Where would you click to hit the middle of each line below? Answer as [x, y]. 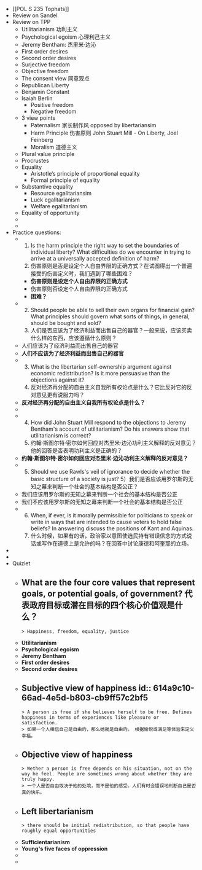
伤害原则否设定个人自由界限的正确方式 [79, 289]
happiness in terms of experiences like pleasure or [90, 717]
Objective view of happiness [77, 755]
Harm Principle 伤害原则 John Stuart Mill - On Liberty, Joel [104, 133]
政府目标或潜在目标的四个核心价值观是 [102, 605]
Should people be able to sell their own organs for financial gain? [113, 310]
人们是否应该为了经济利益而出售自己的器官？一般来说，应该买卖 [111, 330]
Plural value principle [48, 154]
